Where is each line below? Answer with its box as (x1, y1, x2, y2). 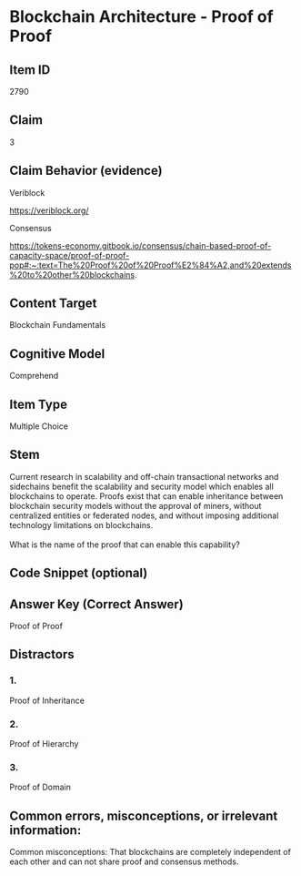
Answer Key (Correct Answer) (9, 596, 184, 612)
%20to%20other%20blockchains (9, 269, 135, 280)
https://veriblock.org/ (9, 205, 89, 216)
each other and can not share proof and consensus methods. (9, 856, 239, 867)
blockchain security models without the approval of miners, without (9, 500, 262, 511)
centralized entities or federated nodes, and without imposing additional (9, 510, 279, 521)
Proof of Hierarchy (9, 738, 79, 749)
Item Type (9, 396, 68, 412)
